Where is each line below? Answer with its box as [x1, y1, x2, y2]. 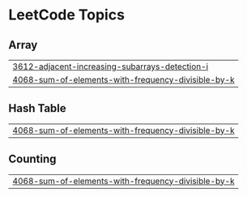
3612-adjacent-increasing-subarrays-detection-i [12, 61, 209, 72]
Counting [8, 152, 57, 166]
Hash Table [8, 101, 66, 115]
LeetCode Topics [8, 6, 126, 24]
